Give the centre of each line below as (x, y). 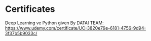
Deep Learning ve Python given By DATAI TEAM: (55, 23)
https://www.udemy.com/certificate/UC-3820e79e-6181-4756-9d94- (76, 28)
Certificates (30, 9)
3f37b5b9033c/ (21, 33)
